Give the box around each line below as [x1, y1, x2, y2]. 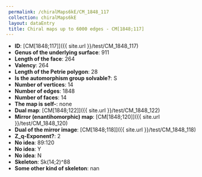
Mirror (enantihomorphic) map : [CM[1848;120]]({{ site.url [14, 113, 160, 121]
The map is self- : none [14, 101, 72, 108]
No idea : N [14, 152, 42, 159]
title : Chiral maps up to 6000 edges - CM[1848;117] [8, 25, 145, 32]
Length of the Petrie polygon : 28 [14, 68, 98, 76]
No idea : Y [14, 145, 42, 153]
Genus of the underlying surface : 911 [14, 49, 110, 56]
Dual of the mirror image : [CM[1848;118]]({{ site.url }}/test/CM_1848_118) [14, 126, 197, 133]
